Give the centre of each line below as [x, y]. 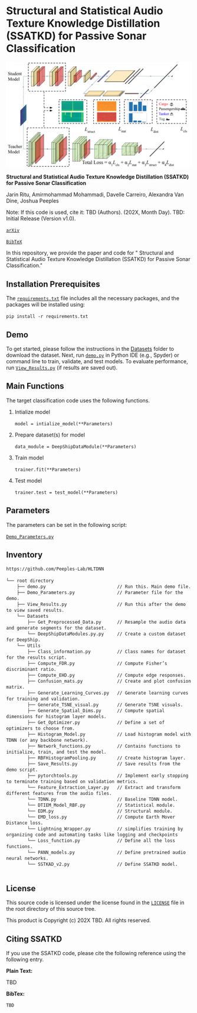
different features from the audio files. [59, 794]
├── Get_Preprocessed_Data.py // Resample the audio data [106, 622]
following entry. [25, 960]
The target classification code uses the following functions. [78, 400]
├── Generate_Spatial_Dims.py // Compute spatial [96, 711]
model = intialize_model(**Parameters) [64, 424]
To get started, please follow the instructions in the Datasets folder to [90, 349]
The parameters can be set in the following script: [67, 525]
